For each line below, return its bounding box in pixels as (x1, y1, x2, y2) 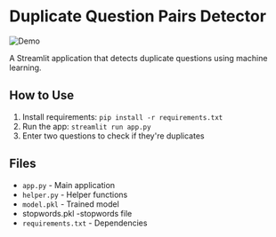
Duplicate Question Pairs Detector (9, 6, 267, 27)
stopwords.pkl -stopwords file (21, 208, 133, 218)
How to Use (9, 88, 75, 103)
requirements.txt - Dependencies (21, 217, 148, 228)
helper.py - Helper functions (21, 189, 128, 200)
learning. (9, 62, 42, 73)
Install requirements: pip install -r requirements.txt (21, 111, 223, 122)
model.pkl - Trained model (21, 198, 120, 209)
